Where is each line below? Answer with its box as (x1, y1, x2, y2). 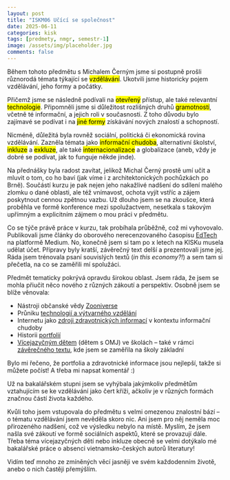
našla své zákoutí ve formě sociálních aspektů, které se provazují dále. (7, 429, 207, 438)
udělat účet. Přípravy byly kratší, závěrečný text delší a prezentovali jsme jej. (7, 246, 224, 254)
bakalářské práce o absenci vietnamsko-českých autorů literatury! (7, 444, 195, 452)
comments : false (7, 49, 54, 56)
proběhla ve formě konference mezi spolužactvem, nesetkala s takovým (7, 203, 211, 211)
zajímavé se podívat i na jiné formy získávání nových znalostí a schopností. (7, 117, 220, 126)
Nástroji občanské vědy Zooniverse (17, 301, 118, 310)
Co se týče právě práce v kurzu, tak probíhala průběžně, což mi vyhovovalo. (7, 223, 224, 232)
